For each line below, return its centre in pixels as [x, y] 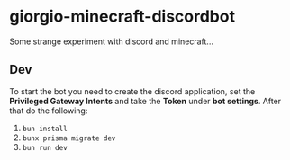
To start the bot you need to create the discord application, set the [132, 91]
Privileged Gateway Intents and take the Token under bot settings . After [145, 101]
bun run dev [45, 147]
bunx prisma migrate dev [69, 138]
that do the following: [49, 111]
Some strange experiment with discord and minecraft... [112, 41]
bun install [45, 129]
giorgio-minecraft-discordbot [122, 17]
